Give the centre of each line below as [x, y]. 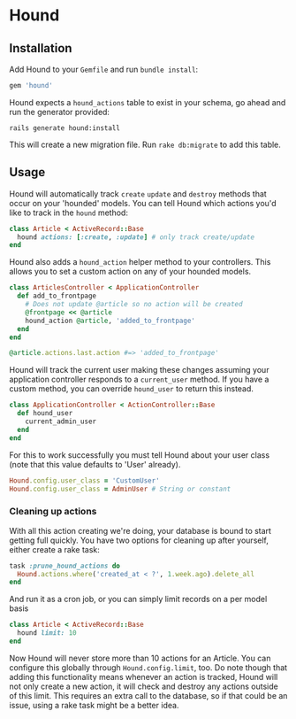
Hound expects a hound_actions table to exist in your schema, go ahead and [148, 102]
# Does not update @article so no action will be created [134, 305]
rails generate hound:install [65, 128]
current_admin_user [61, 421]
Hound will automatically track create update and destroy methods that [138, 193]
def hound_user [45, 414]
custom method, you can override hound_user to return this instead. [132, 389]
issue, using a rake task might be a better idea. [94, 705]
